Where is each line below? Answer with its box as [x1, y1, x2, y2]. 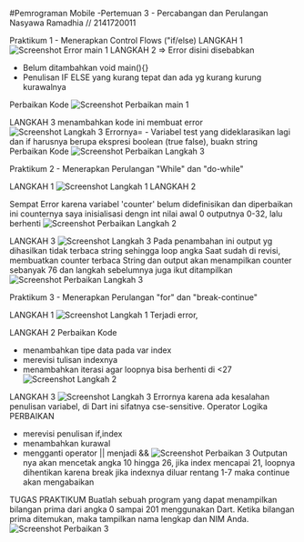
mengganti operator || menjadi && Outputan [22, 447, 289, 458]
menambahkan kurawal [22, 438, 111, 448]
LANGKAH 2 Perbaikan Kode [9, 327, 117, 337]
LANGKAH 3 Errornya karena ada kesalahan [9, 391, 270, 402]
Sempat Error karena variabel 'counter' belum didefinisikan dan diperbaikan [9, 199, 293, 209]
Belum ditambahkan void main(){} [22, 63, 149, 73]
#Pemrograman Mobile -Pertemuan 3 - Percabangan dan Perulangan [9, 8, 269, 18]
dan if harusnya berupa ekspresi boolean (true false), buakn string [9, 136, 258, 146]
